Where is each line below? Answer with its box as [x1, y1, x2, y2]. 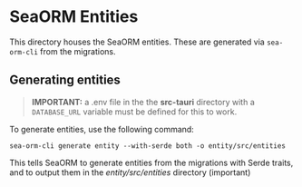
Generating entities [9, 73, 121, 88]
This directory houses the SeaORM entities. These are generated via [9, 36, 265, 47]
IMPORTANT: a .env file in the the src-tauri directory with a [31, 96, 256, 107]
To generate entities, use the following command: [9, 123, 195, 134]
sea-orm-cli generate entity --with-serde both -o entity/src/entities [9, 141, 286, 151]
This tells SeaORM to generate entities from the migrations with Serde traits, [9, 157, 294, 168]
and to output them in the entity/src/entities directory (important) [9, 166, 251, 178]
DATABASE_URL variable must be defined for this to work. [31, 106, 238, 117]
